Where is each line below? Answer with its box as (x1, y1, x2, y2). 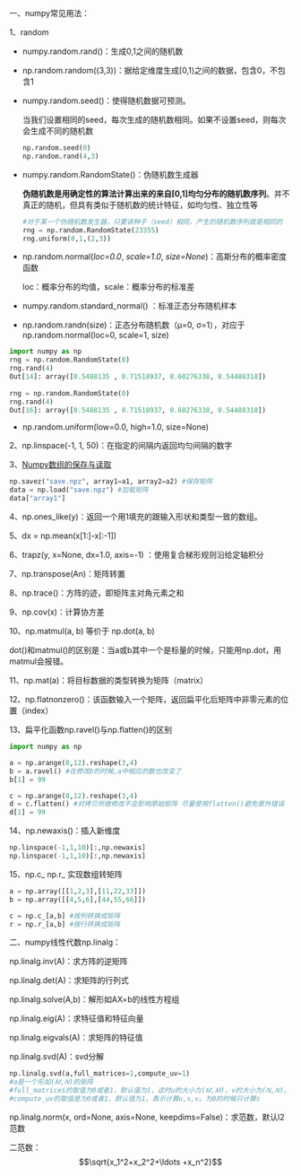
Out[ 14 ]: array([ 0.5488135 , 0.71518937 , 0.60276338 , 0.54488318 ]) (9, 372, 267, 381)
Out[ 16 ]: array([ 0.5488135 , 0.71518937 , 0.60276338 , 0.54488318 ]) (9, 405, 267, 414)
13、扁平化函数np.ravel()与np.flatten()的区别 (9, 725, 173, 735)
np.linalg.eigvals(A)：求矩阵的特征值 (9, 1032, 143, 1043)
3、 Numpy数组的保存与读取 (9, 459, 112, 470)
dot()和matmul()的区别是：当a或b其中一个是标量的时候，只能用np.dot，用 (9, 645, 282, 655)
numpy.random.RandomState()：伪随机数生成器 (21, 169, 199, 179)
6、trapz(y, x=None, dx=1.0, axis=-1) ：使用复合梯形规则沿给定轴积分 (9, 550, 264, 560)
